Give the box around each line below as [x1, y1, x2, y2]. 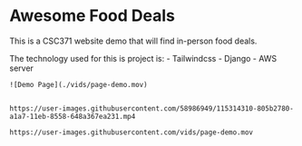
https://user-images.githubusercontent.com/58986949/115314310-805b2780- [9, 103, 295, 113]
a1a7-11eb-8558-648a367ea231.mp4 [9, 112, 136, 121]
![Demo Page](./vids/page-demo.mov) [9, 80, 148, 89]
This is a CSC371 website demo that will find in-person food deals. [9, 35, 258, 46]
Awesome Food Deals [9, 5, 175, 26]
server [9, 63, 34, 73]
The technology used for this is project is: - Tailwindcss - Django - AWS [9, 53, 278, 63]
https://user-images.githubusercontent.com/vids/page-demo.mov [9, 128, 254, 137]
